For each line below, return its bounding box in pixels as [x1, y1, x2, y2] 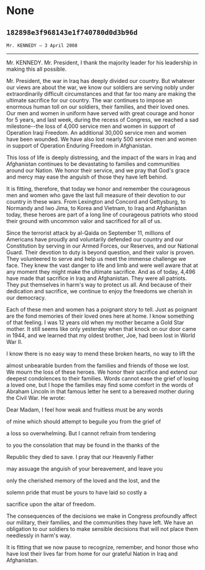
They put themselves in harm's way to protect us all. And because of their [6, 281, 192, 288]
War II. [6, 338, 23, 345]
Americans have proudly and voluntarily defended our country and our [6, 236, 184, 243]
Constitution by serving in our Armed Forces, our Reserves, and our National [6, 242, 198, 249]
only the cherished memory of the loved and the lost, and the [6, 477, 160, 484]
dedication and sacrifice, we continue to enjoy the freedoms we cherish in [6, 288, 193, 294]
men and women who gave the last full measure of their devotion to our [6, 191, 186, 199]
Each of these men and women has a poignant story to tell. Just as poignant [6, 306, 198, 313]
